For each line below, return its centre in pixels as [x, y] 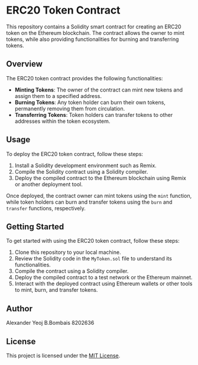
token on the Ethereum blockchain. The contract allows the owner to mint [95, 32]
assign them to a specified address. [58, 96]
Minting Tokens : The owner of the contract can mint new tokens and [99, 90]
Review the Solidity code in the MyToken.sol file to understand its [93, 259]
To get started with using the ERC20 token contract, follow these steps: [93, 241]
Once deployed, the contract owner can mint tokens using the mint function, [99, 195]
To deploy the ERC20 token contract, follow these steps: [75, 154]
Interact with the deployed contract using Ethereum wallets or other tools [103, 283]
